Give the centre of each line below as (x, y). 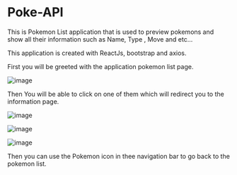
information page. (33, 101)
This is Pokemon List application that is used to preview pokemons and (111, 32)
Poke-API (35, 12)
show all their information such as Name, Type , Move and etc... (100, 39)
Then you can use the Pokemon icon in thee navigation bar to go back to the (118, 156)
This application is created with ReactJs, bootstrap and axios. (97, 53)
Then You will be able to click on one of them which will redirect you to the (116, 94)
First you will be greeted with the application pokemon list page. (100, 66)
